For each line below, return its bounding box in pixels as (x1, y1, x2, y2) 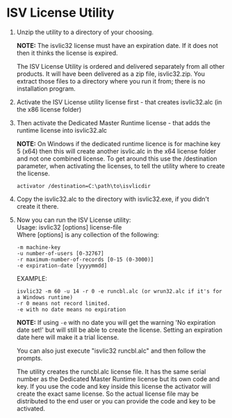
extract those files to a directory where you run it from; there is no (16, 77, 206, 85)
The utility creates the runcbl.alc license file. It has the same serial (16, 367, 206, 376)
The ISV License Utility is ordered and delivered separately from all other (16, 62, 225, 70)
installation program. (16, 84, 76, 93)
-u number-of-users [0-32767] (16, 250, 105, 257)
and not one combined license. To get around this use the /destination (16, 154, 217, 163)
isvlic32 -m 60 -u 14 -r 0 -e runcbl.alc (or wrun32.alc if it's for (16, 287, 223, 295)
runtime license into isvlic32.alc (16, 126, 108, 134)
